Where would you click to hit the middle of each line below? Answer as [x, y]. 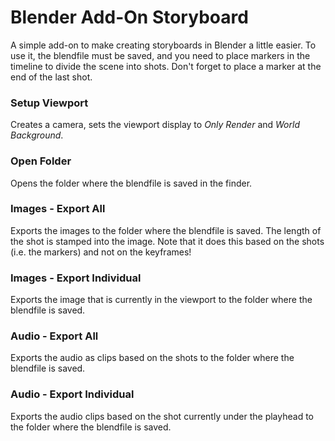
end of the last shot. [51, 77]
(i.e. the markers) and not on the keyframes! [101, 252]
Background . [37, 135]
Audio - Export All [54, 336]
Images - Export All [58, 209]
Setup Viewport [49, 103]
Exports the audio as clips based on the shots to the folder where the [152, 358]
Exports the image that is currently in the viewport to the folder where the [161, 300]
